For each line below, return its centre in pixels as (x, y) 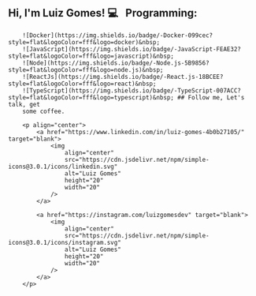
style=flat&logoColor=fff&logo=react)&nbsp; (82, 84)
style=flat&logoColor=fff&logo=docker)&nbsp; (84, 42)
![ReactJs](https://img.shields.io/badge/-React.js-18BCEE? (123, 77)
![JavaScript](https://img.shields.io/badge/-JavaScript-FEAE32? (132, 49)
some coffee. (44, 111)
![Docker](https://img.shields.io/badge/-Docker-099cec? (118, 35)
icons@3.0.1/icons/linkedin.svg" (63, 167)
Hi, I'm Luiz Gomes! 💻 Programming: (103, 13)
